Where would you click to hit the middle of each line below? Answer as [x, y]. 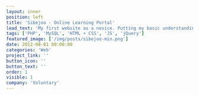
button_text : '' [26, 66]
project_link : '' [28, 55]
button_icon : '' [26, 61]
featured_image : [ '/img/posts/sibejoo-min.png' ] [67, 39]
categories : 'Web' [29, 50]
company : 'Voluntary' [33, 83]
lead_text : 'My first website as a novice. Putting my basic [83, 28]
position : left [25, 17]
